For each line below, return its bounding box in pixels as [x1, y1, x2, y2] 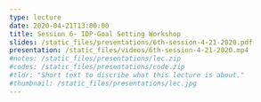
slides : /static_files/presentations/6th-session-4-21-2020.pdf [9, 37, 253, 47]
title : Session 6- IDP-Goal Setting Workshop [9, 29, 181, 38]
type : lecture [9, 12, 62, 22]
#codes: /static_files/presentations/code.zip [9, 63, 185, 72]
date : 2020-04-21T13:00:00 [9, 21, 110, 30]
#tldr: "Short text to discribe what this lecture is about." [9, 71, 245, 80]
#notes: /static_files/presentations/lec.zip [9, 54, 181, 63]
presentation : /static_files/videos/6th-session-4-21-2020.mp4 [9, 46, 249, 55]
